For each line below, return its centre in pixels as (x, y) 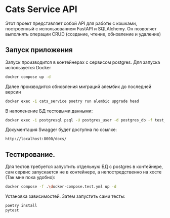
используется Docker (28, 67)
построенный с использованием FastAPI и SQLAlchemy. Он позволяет (81, 28)
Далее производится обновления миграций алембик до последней (78, 86)
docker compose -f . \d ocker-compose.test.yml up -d (61, 187)
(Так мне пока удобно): (30, 178)
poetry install (21, 206)
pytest (12, 210)
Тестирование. (30, 155)
